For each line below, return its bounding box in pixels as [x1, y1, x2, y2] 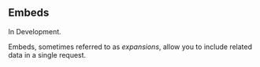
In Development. [8, 26, 61, 36]
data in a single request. [8, 50, 87, 59]
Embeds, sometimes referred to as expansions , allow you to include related [8, 42, 253, 51]
